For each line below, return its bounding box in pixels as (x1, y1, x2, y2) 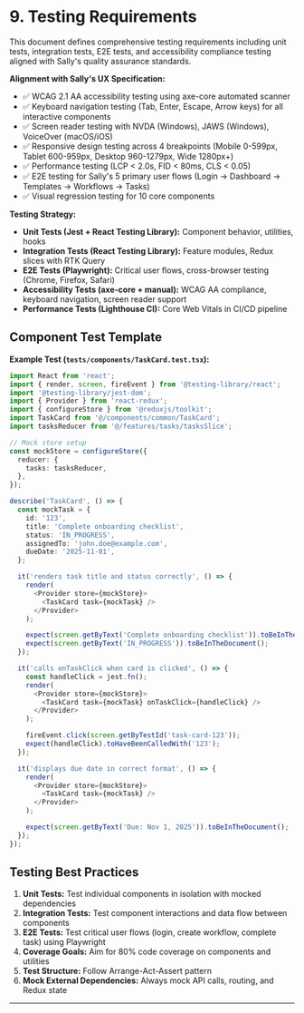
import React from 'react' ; (9, 371, 116, 380)
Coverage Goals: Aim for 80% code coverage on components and (22, 946, 271, 958)
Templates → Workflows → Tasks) (22, 180, 151, 191)
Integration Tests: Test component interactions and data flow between (22, 908, 288, 919)
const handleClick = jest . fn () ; (25, 672, 147, 681)
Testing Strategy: (9, 209, 77, 219)
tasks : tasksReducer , (25, 463, 107, 472)
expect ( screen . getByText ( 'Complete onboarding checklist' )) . (25, 630, 261, 640)
